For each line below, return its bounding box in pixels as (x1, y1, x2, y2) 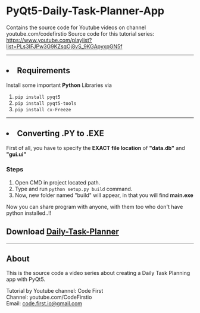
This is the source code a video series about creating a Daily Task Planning (6, 270, 190, 277)
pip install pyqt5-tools (14, 100, 77, 107)
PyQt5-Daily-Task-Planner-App (6, 4, 165, 18)
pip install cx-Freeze (14, 107, 71, 112)
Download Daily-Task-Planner (6, 227, 119, 237)
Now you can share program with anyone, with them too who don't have (6, 203, 183, 210)
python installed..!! (6, 209, 52, 217)
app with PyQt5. (6, 276, 46, 283)
